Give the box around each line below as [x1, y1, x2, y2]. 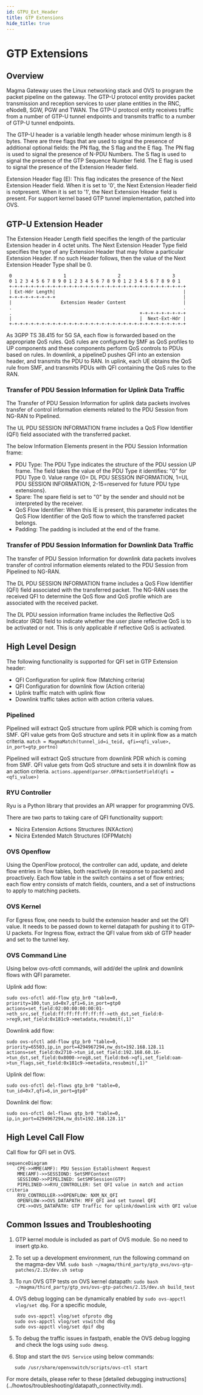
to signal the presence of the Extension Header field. [6, 163, 139, 171]
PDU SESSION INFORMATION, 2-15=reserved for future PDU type [15, 480, 181, 488]
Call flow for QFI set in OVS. [6, 1148, 76, 1156]
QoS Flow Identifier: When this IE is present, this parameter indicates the [15, 506, 197, 514]
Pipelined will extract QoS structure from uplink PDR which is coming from [6, 724, 192, 732]
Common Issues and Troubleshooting [6, 1219, 152, 1230]
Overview [6, 71, 44, 81]
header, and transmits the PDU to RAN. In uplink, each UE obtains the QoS [6, 357, 192, 365]
